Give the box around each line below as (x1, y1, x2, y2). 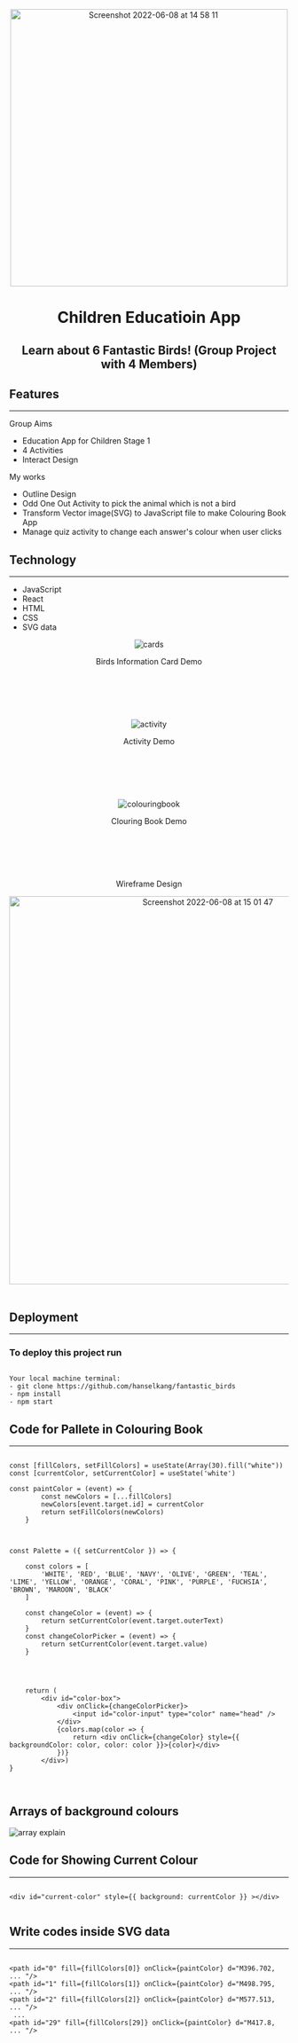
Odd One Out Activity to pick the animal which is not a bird (21, 499, 237, 509)
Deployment (9, 1309, 79, 1324)
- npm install (9, 1390, 62, 1399)
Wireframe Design (115, 878, 183, 890)
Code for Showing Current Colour (9, 1853, 198, 1868)
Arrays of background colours (9, 1803, 179, 1819)
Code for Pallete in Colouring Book (9, 1421, 204, 1436)
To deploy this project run (9, 1346, 122, 1358)
